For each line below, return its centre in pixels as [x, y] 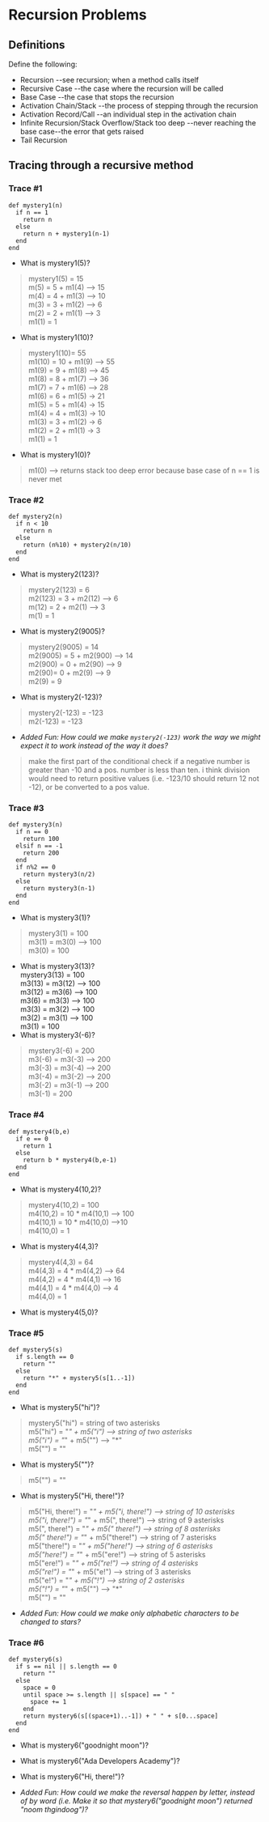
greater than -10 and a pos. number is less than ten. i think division [139, 770]
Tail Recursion [44, 140]
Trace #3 [26, 808]
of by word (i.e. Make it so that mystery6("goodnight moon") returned [136, 1801]
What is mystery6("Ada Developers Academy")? [100, 1761]
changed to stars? [50, 1621]
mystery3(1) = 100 [58, 933]
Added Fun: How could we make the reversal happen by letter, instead [137, 1792]
